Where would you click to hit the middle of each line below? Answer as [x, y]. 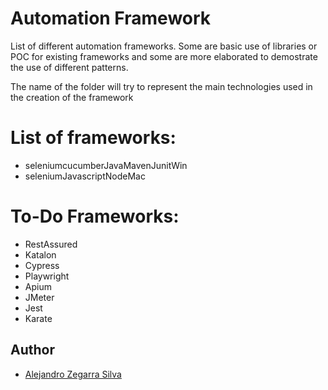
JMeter [39, 297]
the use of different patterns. [69, 67]
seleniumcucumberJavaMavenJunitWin [106, 165]
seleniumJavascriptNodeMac [85, 176]
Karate [38, 318]
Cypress [42, 265]
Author [32, 350]
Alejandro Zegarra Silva [73, 374]
